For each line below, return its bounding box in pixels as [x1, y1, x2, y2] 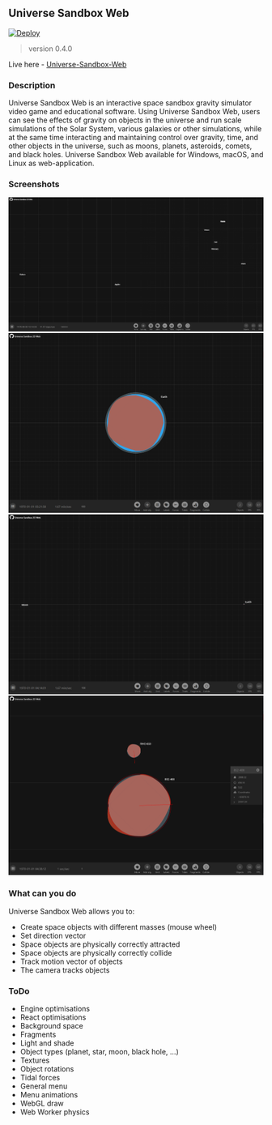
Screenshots [8, 178, 60, 190]
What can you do [8, 888, 77, 899]
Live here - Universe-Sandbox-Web [8, 59, 127, 69]
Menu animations [19, 1090, 79, 1099]
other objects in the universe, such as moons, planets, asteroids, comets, [8, 141, 253, 151]
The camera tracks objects [19, 965, 110, 975]
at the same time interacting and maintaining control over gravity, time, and [8, 133, 259, 143]
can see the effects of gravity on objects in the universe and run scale [8, 115, 242, 125]
